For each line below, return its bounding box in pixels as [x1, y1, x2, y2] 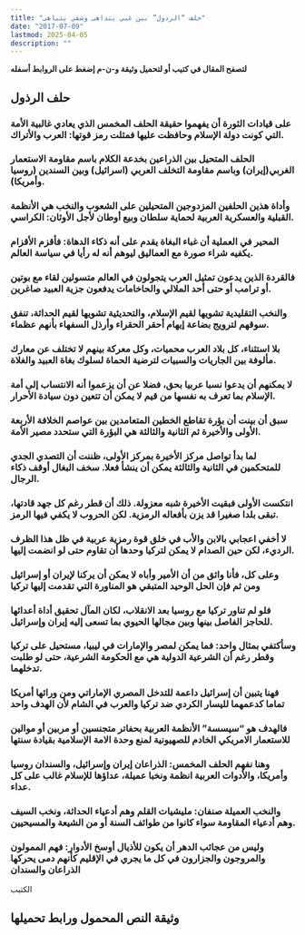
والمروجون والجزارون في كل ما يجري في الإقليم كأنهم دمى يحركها [10, 852, 266, 865]
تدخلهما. [10, 662, 44, 674]
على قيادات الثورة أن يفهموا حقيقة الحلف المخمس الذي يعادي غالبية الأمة [10, 117, 291, 130]
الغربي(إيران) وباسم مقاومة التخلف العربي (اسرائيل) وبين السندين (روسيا [10, 164, 295, 177]
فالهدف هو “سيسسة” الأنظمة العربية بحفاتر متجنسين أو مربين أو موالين [10, 723, 288, 735]
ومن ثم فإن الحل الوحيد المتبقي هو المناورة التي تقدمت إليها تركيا [10, 579, 261, 592]
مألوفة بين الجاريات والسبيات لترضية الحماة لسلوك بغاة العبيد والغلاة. [10, 354, 277, 367]
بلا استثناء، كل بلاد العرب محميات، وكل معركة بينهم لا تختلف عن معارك [10, 342, 280, 355]
